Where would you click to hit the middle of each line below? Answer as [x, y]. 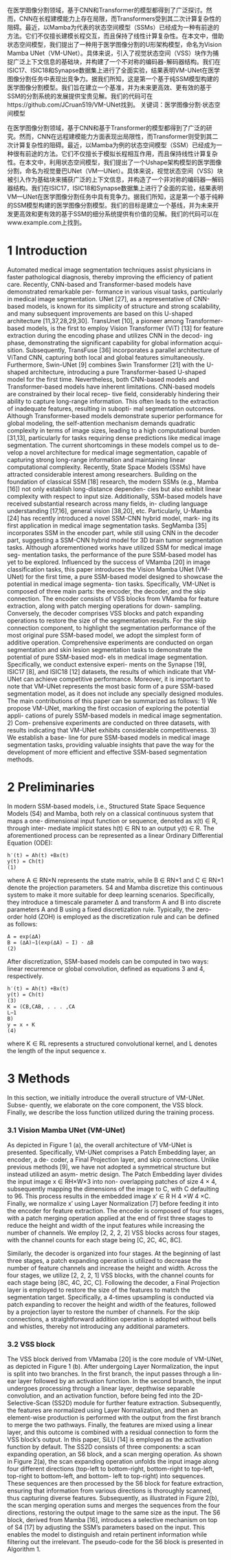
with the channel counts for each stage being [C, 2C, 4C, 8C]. [95, 1240]
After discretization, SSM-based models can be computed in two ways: [108, 961]
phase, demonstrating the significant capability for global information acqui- [115, 343]
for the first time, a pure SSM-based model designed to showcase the [124, 576]
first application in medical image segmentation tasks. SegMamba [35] [107, 526]
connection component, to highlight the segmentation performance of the [111, 627]
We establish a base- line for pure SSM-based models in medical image [109, 737]
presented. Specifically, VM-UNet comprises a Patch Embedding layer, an [112, 1152]
